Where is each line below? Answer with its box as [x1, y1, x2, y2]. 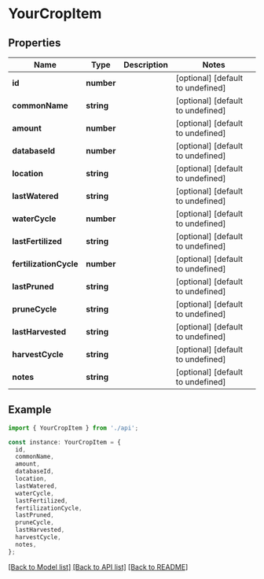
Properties [8, 36, 61, 50]
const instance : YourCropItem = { [8, 438, 122, 446]
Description [123, 60, 169, 70]
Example [8, 403, 52, 417]
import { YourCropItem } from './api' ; [8, 424, 139, 432]
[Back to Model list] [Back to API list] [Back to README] [8, 562, 189, 571]
